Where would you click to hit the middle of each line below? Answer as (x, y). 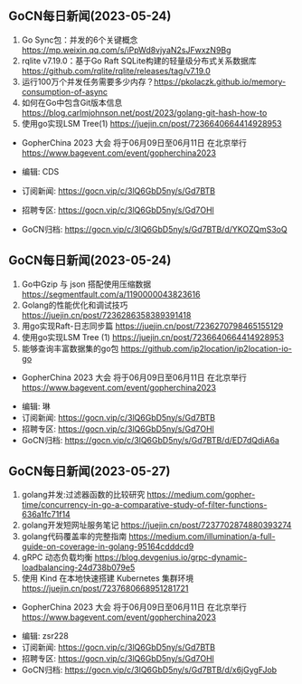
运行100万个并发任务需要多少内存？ (88, 81)
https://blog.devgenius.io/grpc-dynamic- (171, 557)
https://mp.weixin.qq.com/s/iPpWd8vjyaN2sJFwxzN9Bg (126, 50)
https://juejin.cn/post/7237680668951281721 (105, 589)
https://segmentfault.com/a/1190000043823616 (111, 294)
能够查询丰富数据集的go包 (70, 348)
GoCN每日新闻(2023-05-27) (90, 472)
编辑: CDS (40, 171)
